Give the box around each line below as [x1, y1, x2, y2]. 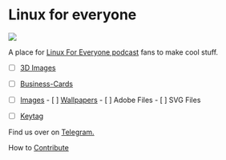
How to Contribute [8, 143, 70, 153]
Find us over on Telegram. [8, 127, 95, 137]
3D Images [19, 63, 56, 72]
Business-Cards [19, 79, 74, 88]
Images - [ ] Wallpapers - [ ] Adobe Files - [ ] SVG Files [19, 95, 201, 105]
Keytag [19, 111, 44, 121]
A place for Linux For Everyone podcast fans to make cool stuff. [8, 47, 219, 57]
